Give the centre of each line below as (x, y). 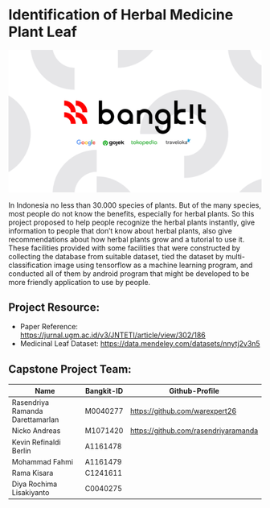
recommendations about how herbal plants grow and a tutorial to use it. (127, 239)
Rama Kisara (33, 473)
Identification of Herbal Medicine (121, 15)
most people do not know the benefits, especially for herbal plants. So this (131, 213)
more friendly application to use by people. (80, 282)
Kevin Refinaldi (37, 442)
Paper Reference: (49, 327)
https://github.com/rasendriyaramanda (194, 431)
